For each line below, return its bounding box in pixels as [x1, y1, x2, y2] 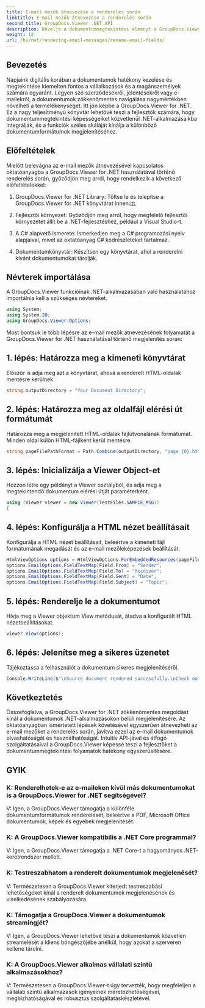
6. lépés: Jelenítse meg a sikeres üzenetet [6, 648, 170, 658]
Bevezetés [6, 60, 48, 70]
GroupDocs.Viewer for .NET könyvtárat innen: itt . [15, 199, 137, 207]
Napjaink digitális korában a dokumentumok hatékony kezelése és [6, 76, 173, 83]
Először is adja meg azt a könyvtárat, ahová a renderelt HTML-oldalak [6, 369, 181, 376]
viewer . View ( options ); [6, 631, 64, 637]
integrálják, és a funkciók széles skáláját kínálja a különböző [6, 121, 157, 129]
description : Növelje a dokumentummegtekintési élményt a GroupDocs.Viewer [6, 26, 203, 32]
